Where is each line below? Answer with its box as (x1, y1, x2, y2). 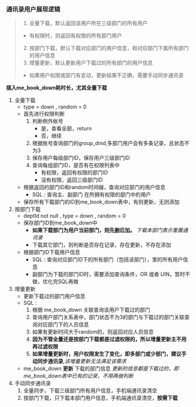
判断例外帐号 (32, 117, 63, 125)
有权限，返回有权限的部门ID (40, 169, 109, 176)
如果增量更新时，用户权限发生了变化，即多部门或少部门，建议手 (32, 351, 187, 358)
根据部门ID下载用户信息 (23, 248, 80, 256)
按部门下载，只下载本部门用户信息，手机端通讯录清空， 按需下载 (23, 395, 178, 402)
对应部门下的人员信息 (37, 321, 89, 328)
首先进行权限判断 (23, 110, 65, 117)
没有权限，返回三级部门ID (40, 176, 103, 183)
